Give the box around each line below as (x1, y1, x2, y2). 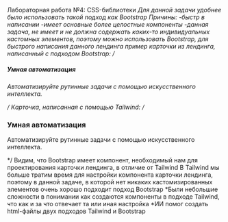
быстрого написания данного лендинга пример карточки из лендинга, (7, 42, 216, 50)
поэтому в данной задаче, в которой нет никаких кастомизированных (7, 178, 213, 186)
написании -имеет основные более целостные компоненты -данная (7, 21, 209, 28)
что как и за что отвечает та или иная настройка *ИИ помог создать (7, 200, 209, 208)
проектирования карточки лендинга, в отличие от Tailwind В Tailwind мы (7, 164, 220, 172)
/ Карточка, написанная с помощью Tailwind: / (7, 103, 145, 111)
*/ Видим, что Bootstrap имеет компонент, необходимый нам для (7, 156, 199, 164)
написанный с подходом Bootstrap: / (7, 49, 115, 58)
